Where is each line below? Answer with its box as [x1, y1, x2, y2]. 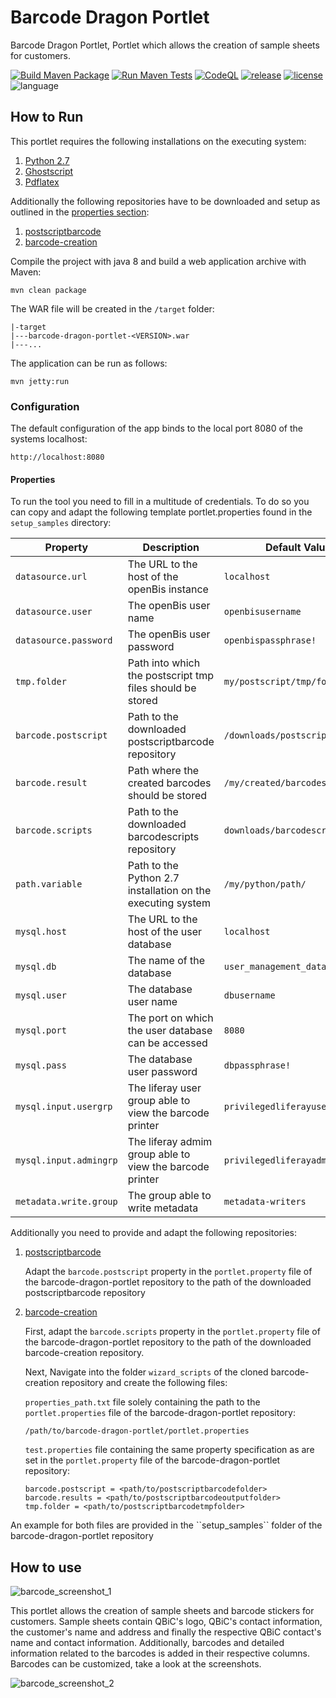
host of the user [127, 925, 203, 939]
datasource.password [15, 635, 113, 646]
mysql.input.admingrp [15, 1155, 118, 1166]
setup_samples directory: [10, 517, 112, 529]
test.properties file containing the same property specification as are [24, 1444, 315, 1456]
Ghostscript [24, 165, 74, 177]
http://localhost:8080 [10, 452, 105, 463]
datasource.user [15, 606, 93, 618]
